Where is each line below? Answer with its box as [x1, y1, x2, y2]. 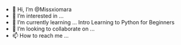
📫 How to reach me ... [12, 32, 69, 39]
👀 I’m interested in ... [12, 12, 64, 19]
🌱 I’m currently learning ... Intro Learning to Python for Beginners [12, 19, 175, 26]
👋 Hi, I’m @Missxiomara [12, 6, 72, 13]
